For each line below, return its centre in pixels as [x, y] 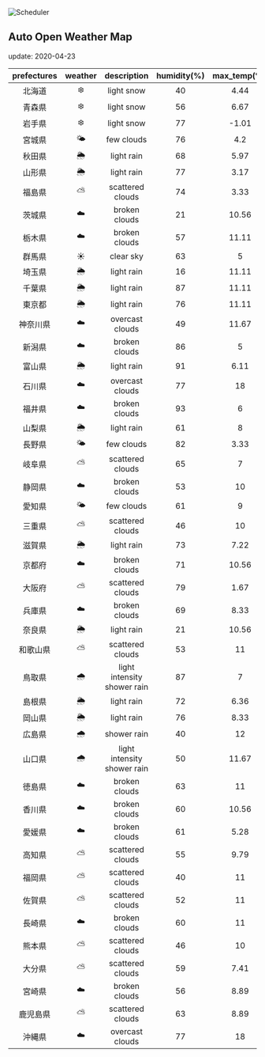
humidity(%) [181, 75]
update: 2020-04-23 [42, 56]
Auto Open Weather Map [70, 37]
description [127, 75]
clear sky [126, 256]
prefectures [35, 75]
